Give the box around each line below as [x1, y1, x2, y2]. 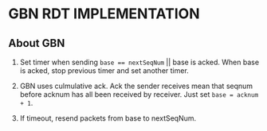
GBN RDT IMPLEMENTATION [8, 5, 201, 23]
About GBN [8, 37, 65, 50]
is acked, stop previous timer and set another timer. [19, 66, 189, 75]
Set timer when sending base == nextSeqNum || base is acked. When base [19, 57, 260, 67]
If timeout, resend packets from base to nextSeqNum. [19, 114, 197, 123]
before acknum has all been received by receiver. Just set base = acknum [19, 90, 259, 99]
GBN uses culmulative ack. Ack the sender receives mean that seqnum [19, 81, 253, 91]
